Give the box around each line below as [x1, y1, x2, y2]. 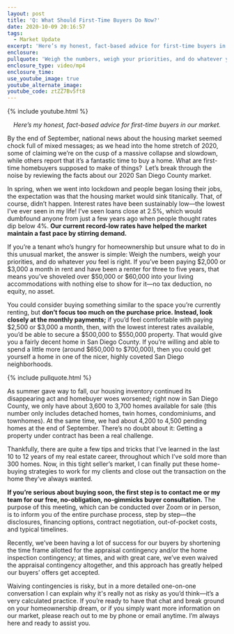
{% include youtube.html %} [7, 107, 88, 116]
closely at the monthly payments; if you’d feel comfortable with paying [7, 315, 213, 324]
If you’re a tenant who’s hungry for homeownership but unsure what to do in [7, 243, 226, 251]
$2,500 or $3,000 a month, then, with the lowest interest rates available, [7, 323, 214, 331]
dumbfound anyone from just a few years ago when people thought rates [7, 214, 217, 223]
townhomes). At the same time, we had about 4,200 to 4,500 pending [7, 416, 207, 425]
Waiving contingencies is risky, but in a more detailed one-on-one [7, 582, 196, 590]
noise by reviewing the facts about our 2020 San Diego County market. [7, 172, 212, 180]
